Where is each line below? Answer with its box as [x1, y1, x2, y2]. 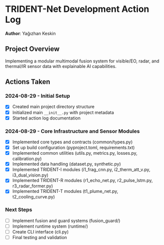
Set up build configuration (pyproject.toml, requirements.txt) [12, 144, 135, 150]
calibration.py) [12, 156, 42, 162]
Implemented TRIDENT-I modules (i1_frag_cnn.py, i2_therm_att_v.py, [12, 167, 151, 173]
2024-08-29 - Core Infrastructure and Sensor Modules [5, 127, 140, 134]
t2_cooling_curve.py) [12, 194, 55, 200]
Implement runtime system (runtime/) [12, 223, 88, 229]
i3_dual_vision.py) [12, 172, 48, 178]
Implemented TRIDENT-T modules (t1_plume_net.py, [12, 188, 119, 194]
